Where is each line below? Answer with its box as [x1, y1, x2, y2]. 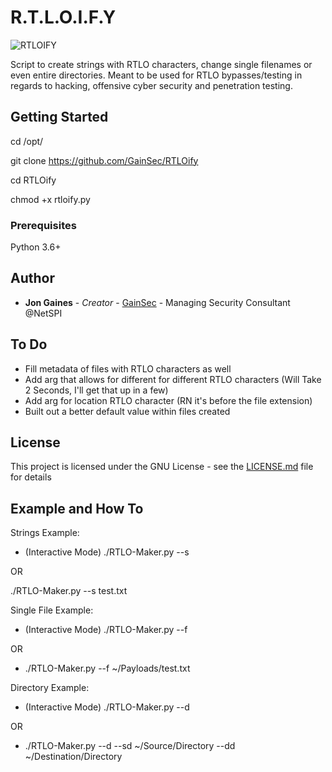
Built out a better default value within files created [24, 405, 231, 417]
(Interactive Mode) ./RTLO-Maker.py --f [24, 624, 188, 636]
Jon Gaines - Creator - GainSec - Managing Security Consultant [24, 296, 291, 308]
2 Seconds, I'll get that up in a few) [24, 384, 169, 396]
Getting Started [10, 109, 109, 126]
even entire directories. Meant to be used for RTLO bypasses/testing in [10, 69, 303, 81]
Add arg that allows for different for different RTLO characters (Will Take [24, 373, 322, 385]
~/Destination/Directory [24, 751, 123, 763]
